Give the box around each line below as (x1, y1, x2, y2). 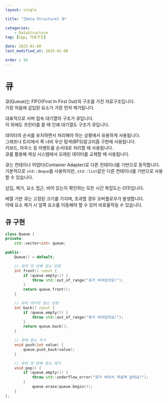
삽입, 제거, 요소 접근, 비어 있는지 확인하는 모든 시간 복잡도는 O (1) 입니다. (5, 185, 144, 191)
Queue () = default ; (14, 254, 55, 259)
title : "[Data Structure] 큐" (5, 16, 68, 22)
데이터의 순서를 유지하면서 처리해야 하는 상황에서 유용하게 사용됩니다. (5, 132, 140, 138)
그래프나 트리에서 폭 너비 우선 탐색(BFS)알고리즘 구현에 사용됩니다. (5, 139, 136, 145)
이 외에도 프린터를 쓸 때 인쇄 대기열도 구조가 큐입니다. (5, 121, 109, 127)
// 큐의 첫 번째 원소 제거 (14, 361, 61, 366)
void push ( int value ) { (14, 342, 64, 347)
